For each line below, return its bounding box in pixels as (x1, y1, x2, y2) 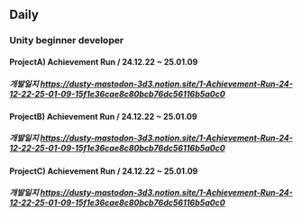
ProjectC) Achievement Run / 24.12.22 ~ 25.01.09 (9, 166, 198, 176)
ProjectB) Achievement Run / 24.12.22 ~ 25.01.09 (9, 111, 197, 122)
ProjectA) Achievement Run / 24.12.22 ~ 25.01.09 (9, 56, 198, 67)
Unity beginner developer (9, 34, 124, 47)
